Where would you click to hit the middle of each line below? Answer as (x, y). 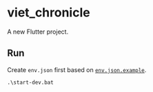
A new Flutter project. (38, 32)
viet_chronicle (49, 13)
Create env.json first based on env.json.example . (77, 69)
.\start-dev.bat (30, 82)
